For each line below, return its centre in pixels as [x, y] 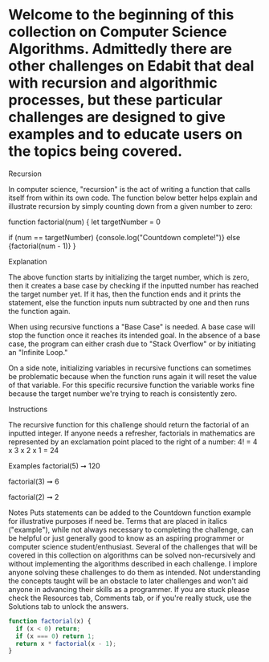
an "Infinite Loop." [38, 352]
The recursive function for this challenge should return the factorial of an [129, 424]
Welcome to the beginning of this [121, 15]
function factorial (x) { [50, 621]
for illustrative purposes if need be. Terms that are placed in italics [118, 521]
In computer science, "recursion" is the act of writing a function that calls [129, 189]
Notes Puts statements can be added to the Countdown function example [130, 513]
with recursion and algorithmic [113, 83]
